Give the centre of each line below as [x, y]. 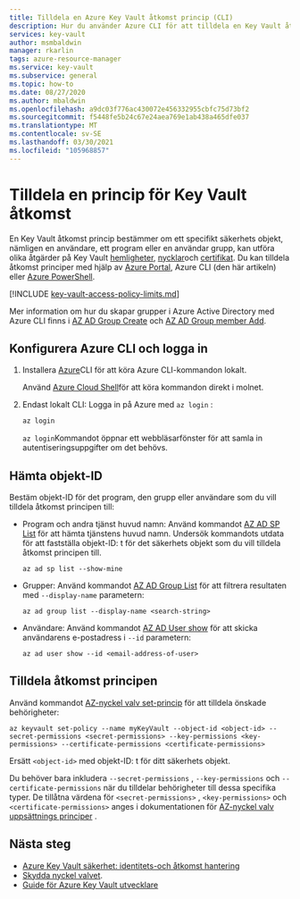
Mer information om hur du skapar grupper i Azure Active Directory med [142, 311]
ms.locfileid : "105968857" [59, 150]
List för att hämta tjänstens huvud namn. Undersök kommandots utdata [153, 534]
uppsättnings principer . [53, 816]
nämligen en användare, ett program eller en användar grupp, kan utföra [142, 248]
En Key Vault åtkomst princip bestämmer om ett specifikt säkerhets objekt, [146, 239]
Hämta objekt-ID [56, 476]
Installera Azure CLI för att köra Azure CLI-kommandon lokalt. [134, 370]
